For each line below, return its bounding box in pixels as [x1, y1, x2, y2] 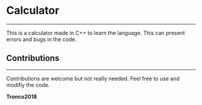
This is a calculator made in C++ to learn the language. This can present [6, 29, 185, 36]
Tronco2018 [6, 93, 37, 100]
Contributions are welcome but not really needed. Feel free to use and [6, 75, 180, 82]
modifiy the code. [6, 81, 50, 88]
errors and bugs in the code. [6, 36, 77, 43]
